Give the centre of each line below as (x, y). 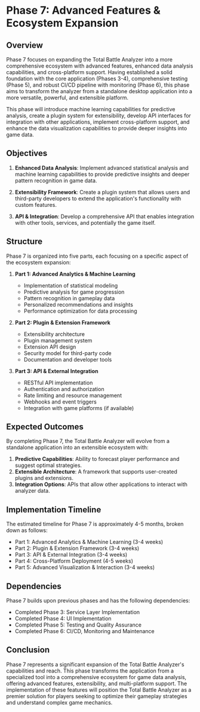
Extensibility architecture (54, 334)
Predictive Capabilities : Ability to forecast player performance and (97, 459)
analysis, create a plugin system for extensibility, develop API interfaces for (99, 115)
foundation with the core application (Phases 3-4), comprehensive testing (97, 79)
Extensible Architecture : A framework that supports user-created (96, 472)
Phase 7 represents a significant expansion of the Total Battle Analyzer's (95, 664)
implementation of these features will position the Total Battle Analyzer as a (99, 690)
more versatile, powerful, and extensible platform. (67, 97)
